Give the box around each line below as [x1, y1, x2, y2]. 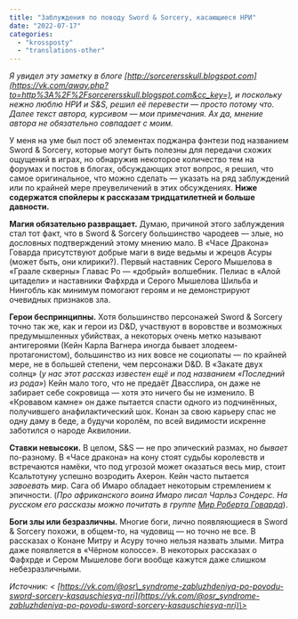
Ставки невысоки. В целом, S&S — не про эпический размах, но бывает [9, 443, 288, 453]
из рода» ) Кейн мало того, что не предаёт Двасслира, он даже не [9, 378, 261, 388]
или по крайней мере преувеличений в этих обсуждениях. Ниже [9, 183, 258, 193]
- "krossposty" [17, 37, 74, 47]
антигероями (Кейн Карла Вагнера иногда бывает [9, 340, 200, 351]
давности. [9, 201, 50, 212]
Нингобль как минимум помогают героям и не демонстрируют [9, 285, 251, 296]
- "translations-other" [17, 46, 105, 55]
